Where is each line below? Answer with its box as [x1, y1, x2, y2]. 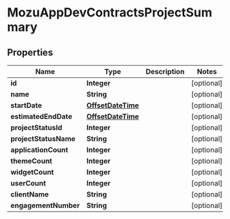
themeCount [10, 156, 53, 166]
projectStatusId [10, 123, 63, 132]
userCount [10, 179, 47, 188]
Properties [7, 47, 53, 58]
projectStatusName [10, 134, 76, 143]
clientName [10, 190, 49, 199]
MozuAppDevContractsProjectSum [7, 5, 212, 21]
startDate [10, 101, 42, 110]
